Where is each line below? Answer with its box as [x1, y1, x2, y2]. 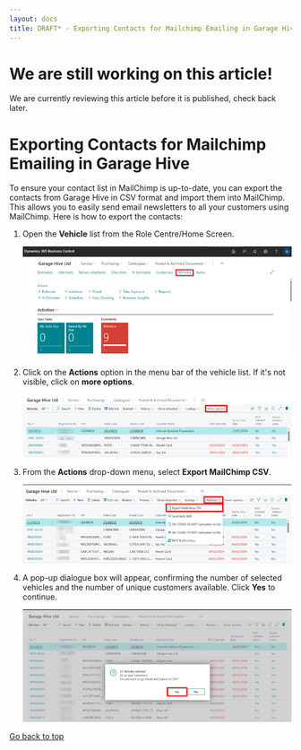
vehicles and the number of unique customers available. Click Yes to [21, 582, 276, 592]
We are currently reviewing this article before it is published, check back [9, 93, 276, 104]
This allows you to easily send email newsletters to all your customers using [9, 202, 289, 212]
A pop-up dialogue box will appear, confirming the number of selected [21, 572, 282, 582]
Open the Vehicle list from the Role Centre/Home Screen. [21, 228, 235, 239]
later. [9, 103, 29, 114]
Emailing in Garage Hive [9, 153, 190, 174]
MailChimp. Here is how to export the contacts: [9, 211, 184, 222]
